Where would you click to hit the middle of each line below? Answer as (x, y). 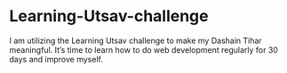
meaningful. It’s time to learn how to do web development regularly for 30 (143, 49)
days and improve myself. (56, 59)
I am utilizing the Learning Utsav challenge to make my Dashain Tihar (136, 40)
